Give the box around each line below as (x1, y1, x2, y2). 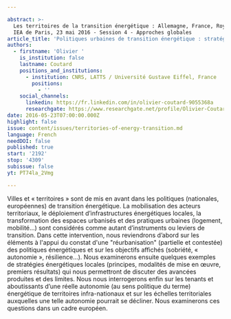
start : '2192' (7, 151, 48, 157)
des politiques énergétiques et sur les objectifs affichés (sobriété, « (7, 245, 198, 254)
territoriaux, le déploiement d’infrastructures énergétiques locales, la (7, 209, 201, 217)
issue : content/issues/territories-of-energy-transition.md (7, 124, 184, 131)
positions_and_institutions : (19, 67, 103, 74)
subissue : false (7, 163, 54, 170)
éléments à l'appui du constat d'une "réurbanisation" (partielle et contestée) (7, 238, 223, 246)
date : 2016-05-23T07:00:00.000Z (7, 112, 100, 119)
